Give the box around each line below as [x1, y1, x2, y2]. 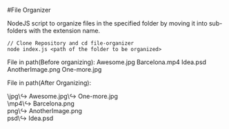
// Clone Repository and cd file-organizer [7, 40, 135, 47]
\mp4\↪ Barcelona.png [7, 99, 74, 108]
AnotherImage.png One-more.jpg [7, 66, 102, 73]
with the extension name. [28, 27, 101, 34]
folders [7, 27, 28, 34]
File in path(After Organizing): [7, 79, 92, 87]
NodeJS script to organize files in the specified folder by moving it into [7, 19, 208, 27]
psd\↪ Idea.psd [7, 114, 54, 122]
